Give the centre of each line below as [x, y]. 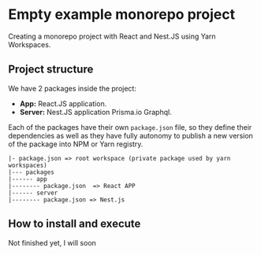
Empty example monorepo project [121, 15]
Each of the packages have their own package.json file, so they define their [130, 127]
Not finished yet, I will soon [52, 242]
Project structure [51, 70]
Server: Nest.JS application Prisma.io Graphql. [95, 112]
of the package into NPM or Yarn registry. [76, 144]
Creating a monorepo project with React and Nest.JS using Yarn [112, 36]
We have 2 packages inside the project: [72, 88]
